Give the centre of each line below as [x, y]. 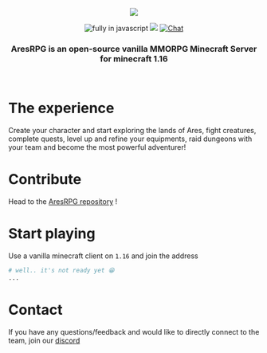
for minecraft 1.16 [134, 58]
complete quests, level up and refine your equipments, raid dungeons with [130, 139]
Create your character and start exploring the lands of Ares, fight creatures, [132, 131]
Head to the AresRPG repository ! [63, 202]
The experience [61, 108]
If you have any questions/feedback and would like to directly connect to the [134, 331]
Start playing [52, 234]
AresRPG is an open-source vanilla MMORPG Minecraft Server [134, 49]
